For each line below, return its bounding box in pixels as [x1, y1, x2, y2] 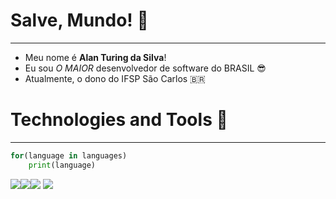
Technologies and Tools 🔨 [10, 109, 228, 131]
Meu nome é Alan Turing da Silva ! [24, 51, 167, 63]
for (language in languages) [10, 150, 128, 161]
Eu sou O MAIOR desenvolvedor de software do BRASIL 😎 [24, 62, 267, 74]
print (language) [28, 160, 97, 170]
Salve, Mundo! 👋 [10, 9, 149, 32]
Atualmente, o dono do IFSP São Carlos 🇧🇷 [24, 72, 206, 84]
